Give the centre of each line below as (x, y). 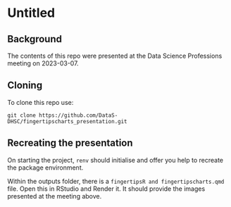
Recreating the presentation (70, 143)
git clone (22, 115)
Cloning (25, 86)
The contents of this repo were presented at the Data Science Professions (115, 56)
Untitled (31, 13)
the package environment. (45, 168)
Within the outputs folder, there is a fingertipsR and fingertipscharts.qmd (116, 181)
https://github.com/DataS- (78, 115)
